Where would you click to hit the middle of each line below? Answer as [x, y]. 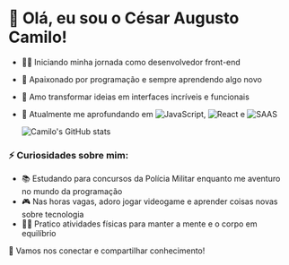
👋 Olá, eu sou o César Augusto [124, 18]
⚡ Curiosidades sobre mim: [69, 155]
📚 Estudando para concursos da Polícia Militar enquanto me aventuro [151, 179]
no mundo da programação [72, 192]
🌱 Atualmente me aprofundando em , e [133, 114]
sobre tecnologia [53, 215]
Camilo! [38, 37]
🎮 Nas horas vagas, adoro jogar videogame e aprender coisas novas [149, 201]
